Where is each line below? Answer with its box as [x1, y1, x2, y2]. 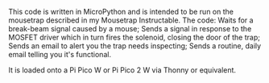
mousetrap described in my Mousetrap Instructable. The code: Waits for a [8, 15, 254, 25]
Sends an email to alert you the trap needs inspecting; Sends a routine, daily [8, 41, 262, 51]
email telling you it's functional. [8, 50, 111, 59]
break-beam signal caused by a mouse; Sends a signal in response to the [8, 24, 252, 33]
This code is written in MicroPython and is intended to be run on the [8, 7, 234, 16]
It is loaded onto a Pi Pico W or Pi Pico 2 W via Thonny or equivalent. [8, 65, 236, 75]
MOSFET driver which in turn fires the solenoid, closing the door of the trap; [8, 32, 260, 42]
